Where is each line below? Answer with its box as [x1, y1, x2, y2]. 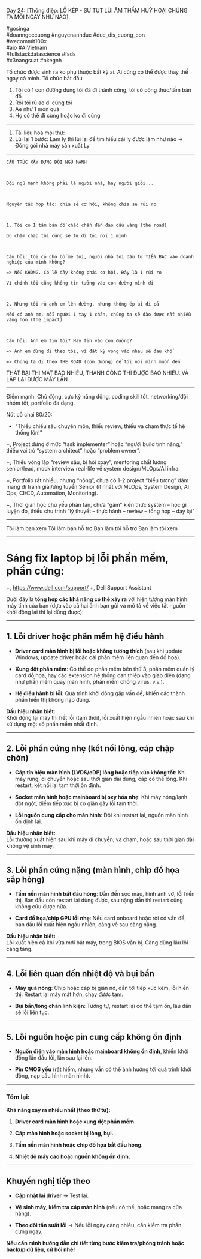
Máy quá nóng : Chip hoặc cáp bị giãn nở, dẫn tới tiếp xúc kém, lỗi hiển [14, 985, 190, 992]
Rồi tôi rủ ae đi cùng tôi [14, 99, 72, 106]
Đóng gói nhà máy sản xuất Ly [14, 142, 90, 149]
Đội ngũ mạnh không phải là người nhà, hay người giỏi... [6, 180, 154, 186]
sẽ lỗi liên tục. [14, 1009, 50, 1016]
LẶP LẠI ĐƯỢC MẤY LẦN [6, 376, 68, 382]
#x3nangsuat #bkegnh [6, 57, 62, 64]
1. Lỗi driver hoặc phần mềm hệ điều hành [6, 632, 165, 642]
